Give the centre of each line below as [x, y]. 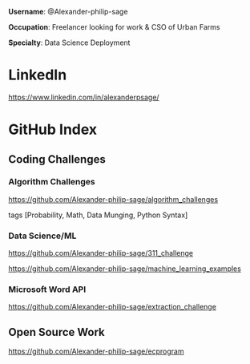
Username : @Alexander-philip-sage [68, 12]
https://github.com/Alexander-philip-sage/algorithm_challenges [113, 199]
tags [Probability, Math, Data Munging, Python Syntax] [98, 215]
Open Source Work [57, 332]
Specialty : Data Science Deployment [69, 42]
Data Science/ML [42, 236]
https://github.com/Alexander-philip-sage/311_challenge [101, 253]
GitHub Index [53, 129]
